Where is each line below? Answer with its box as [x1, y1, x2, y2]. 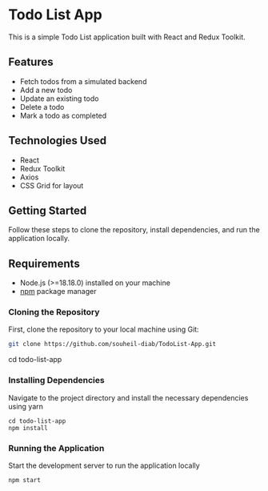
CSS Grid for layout [19, 180, 84, 190]
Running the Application [8, 442, 105, 453]
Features [8, 55, 54, 69]
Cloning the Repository [8, 307, 100, 318]
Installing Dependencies [8, 375, 106, 386]
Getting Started [8, 203, 87, 217]
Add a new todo [19, 85, 73, 95]
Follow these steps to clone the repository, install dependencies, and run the [8, 225, 260, 235]
